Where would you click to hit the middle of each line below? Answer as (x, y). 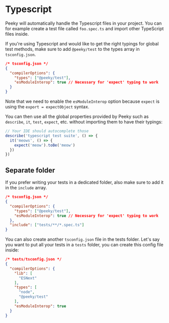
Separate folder (30, 170)
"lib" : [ (23, 273)
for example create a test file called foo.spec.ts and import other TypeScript (84, 28)
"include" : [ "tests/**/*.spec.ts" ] (47, 225)
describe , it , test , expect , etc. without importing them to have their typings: (84, 122)
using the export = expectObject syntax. (47, 107)
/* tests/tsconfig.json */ (33, 260)
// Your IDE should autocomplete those (47, 131)
